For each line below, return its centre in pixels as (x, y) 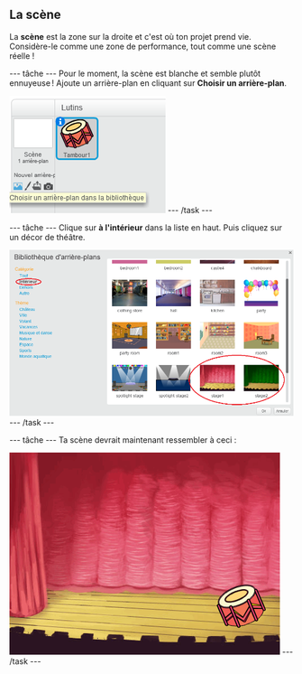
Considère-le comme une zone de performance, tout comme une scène (143, 46)
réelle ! (22, 56)
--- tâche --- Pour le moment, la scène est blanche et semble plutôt (135, 73)
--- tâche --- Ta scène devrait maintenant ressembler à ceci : (123, 440)
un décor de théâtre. (47, 237)
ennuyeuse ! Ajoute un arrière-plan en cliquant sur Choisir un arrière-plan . (148, 83)
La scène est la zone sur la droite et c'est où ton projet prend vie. (130, 36)
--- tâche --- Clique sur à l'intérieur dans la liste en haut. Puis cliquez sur (146, 227)
